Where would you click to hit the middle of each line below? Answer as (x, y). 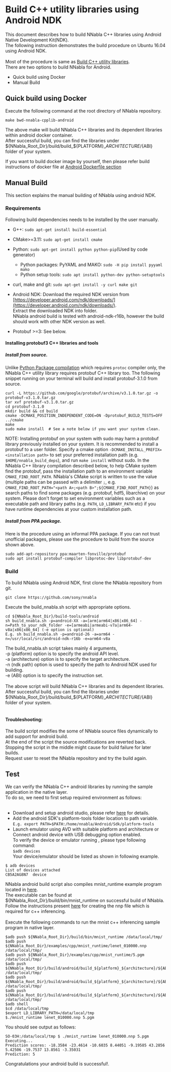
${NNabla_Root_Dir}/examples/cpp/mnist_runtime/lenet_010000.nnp (76, 946)
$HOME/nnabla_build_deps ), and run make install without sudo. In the (77, 460)
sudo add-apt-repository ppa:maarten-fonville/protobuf (66, 554)
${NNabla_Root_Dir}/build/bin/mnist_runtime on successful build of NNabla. (85, 900)
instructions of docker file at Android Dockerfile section (63, 167)
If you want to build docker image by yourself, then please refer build (78, 161)
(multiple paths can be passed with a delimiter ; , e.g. (61, 482)
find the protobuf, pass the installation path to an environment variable (79, 471)
